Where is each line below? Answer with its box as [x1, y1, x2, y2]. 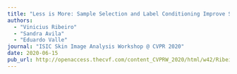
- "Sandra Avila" [13, 30, 65, 37]
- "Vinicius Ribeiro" [13, 23, 78, 30]
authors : [7, 17, 33, 24]
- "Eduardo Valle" [13, 37, 68, 44]
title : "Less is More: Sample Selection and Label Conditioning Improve [7, 10, 226, 18]
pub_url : [7, 56, 33, 63]
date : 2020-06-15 [7, 50, 59, 57]
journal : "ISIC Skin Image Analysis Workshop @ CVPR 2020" [7, 43, 185, 50]
